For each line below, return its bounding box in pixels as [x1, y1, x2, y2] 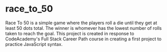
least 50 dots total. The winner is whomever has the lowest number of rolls [5, 25, 162, 31]
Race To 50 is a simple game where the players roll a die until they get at [5, 20, 157, 26]
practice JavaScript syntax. [5, 41, 63, 47]
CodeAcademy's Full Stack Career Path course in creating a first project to [5, 36, 162, 42]
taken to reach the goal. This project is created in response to [5, 30, 134, 36]
